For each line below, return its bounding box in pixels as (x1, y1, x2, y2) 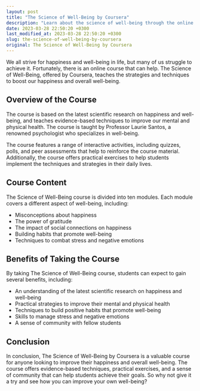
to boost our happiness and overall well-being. (6, 77, 121, 84)
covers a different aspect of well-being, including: (6, 199, 129, 207)
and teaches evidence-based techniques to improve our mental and (23, 117, 190, 124)
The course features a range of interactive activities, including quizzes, (6, 141, 181, 148)
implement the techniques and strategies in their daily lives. (6, 160, 152, 167)
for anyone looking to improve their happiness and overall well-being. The (6, 359, 188, 366)
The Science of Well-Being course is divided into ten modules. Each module (6, 193, 193, 201)
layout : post (6, 8, 39, 15)
